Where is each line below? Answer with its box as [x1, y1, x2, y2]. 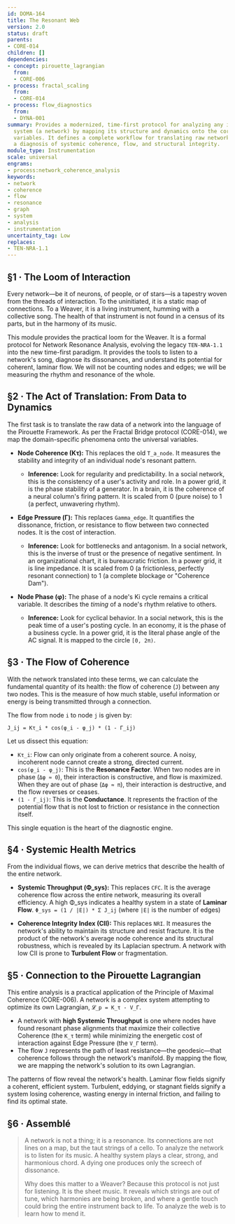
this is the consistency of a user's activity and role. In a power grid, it [27, 477, 227, 485]
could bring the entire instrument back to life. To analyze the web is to [24, 1202, 226, 1210]
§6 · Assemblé [7, 1117, 71, 1129]
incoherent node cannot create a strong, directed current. [17, 758, 184, 766]
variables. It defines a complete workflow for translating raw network [13, 134, 230, 141]
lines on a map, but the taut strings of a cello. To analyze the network [24, 1144, 224, 1152]
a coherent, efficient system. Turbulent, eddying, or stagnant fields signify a [7, 1082, 226, 1091]
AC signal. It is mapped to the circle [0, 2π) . [27, 635, 156, 644]
